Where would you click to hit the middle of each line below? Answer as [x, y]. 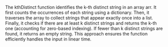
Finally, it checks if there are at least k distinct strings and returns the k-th [81, 23]
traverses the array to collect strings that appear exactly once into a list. [79, 18]
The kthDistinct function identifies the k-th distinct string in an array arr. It [81, 7]
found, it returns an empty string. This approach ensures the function [76, 34]
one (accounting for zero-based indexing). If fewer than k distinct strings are [84, 28]
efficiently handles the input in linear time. [48, 39]
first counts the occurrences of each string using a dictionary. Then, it [77, 12]
